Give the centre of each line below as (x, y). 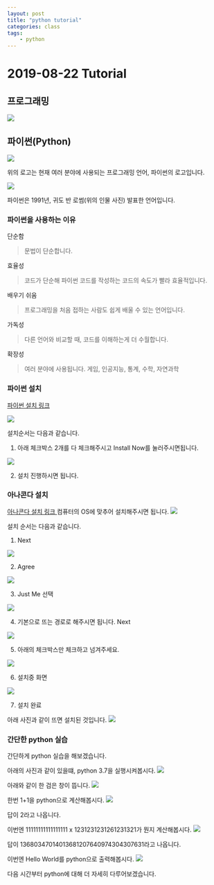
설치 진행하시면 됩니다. (48, 475)
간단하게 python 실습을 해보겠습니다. (57, 756)
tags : (15, 33)
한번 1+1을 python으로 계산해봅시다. (56, 800)
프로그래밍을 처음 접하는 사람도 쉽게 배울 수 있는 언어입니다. (105, 310)
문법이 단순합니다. (48, 251)
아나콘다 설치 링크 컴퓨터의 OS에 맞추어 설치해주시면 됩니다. (88, 512)
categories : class (34, 26)
